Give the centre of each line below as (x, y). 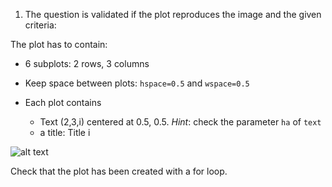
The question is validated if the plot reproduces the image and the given (173, 14)
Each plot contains (63, 102)
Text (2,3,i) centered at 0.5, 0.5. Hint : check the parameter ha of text (180, 122)
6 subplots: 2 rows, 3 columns (87, 63)
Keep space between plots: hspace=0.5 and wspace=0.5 (137, 83)
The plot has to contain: (59, 44)
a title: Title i (65, 132)
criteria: (40, 25)
